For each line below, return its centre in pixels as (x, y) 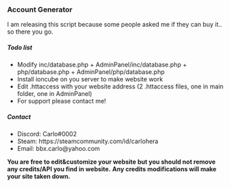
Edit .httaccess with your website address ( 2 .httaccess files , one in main (120, 86)
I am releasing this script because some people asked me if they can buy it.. (115, 25)
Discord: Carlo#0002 (47, 134)
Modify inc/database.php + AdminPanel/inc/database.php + (102, 65)
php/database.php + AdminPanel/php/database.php (91, 72)
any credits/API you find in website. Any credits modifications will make (112, 169)
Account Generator (40, 10)
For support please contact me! (61, 101)
